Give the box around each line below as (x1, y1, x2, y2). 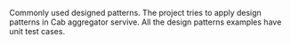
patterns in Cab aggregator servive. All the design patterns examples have (9, 17, 282, 27)
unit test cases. (9, 26, 65, 36)
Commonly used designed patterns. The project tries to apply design (9, 8, 263, 18)
